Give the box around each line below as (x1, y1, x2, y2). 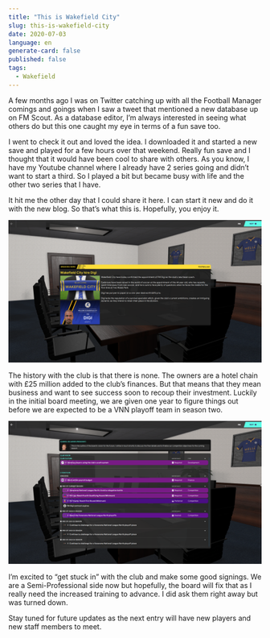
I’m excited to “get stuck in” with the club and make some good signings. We (8, 572, 262, 582)
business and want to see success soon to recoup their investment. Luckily (8, 387, 257, 398)
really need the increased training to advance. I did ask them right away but (8, 589, 259, 599)
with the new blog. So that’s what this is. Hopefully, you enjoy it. (8, 204, 219, 213)
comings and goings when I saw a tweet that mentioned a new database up (8, 104, 259, 114)
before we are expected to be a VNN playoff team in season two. (8, 405, 223, 415)
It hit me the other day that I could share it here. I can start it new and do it (8, 195, 254, 205)
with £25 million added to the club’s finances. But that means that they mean (8, 379, 261, 389)
